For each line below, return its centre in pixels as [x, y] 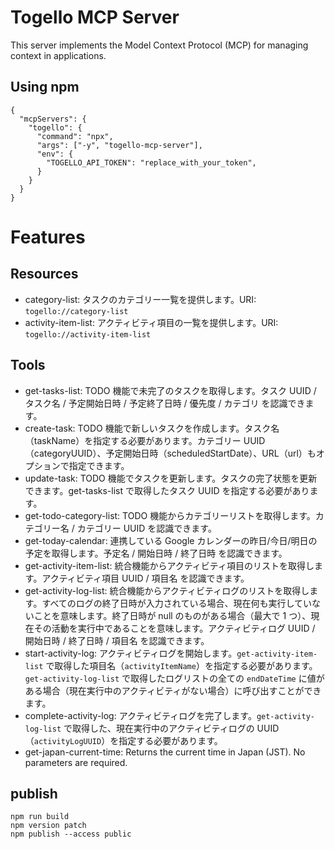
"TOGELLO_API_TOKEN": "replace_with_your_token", [151, 162]
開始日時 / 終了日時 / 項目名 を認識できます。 [117, 640]
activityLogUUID [67, 741]
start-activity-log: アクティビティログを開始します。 [131, 653]
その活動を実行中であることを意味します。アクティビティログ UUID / [174, 628]
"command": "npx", [75, 136]
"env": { [55, 154]
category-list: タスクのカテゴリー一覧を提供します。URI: [140, 299]
